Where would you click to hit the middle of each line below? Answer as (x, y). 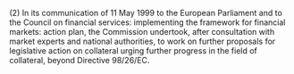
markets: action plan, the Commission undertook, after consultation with (142, 32)
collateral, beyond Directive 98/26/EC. (80, 60)
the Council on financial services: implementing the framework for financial (147, 22)
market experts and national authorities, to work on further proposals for (143, 41)
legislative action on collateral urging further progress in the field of (133, 51)
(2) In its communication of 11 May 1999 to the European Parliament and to (146, 13)
